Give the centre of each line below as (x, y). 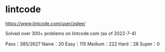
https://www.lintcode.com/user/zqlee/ (45, 23)
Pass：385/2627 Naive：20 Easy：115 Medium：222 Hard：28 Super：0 (82, 44)
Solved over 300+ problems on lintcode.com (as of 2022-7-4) (71, 33)
